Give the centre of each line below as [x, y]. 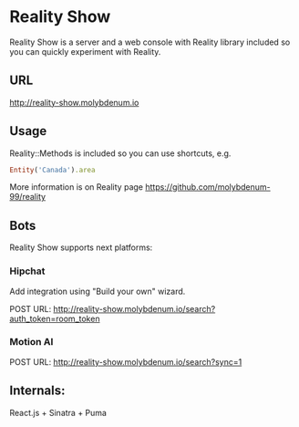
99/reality [28, 197]
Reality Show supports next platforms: [81, 247]
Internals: [37, 391]
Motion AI [31, 342]
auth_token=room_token [55, 318]
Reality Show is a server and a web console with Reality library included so [150, 42]
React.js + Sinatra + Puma [58, 412]
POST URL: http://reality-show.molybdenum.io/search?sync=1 [126, 361]
